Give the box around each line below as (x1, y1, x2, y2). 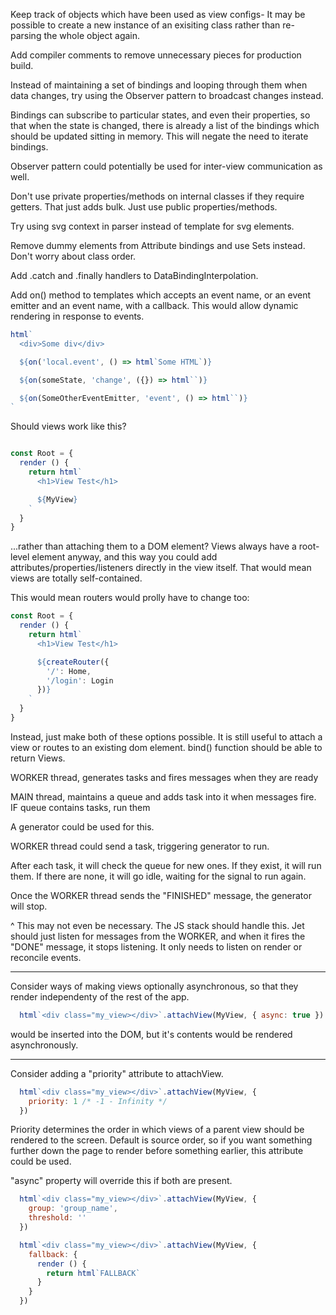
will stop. (10, 900, 48, 912)
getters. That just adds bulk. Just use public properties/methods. (10, 201, 278, 213)
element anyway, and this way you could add (31, 551, 218, 563)
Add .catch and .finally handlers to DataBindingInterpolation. (10, 270, 259, 281)
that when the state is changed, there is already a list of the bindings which (10, 120, 320, 131)
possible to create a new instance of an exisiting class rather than (10, 19, 281, 31)
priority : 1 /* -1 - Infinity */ (28, 1096, 168, 1106)
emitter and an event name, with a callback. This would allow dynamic (10, 300, 299, 311)
